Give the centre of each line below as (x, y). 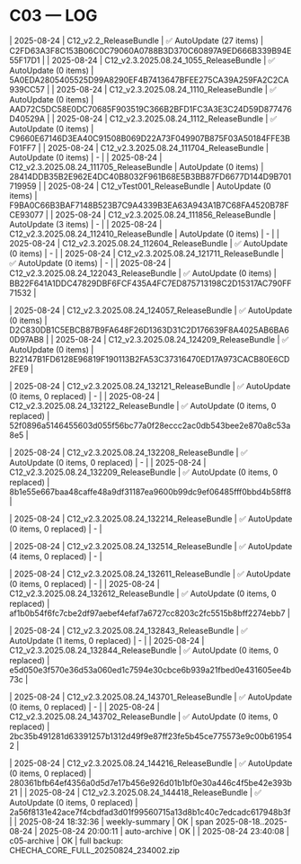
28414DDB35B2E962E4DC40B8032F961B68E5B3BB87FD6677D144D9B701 (150, 176)
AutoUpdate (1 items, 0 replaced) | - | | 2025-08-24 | (107, 640)
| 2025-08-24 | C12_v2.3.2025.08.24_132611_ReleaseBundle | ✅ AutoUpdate (150, 574)
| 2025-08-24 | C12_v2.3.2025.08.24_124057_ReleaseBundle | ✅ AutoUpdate (151, 310)
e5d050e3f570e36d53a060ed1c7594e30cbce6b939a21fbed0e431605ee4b (150, 670)
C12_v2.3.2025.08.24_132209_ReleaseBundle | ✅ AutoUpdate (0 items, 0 (144, 472)
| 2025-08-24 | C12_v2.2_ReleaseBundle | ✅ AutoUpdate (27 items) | (136, 40)
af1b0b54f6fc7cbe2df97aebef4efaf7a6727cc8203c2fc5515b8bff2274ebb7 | (150, 613)
